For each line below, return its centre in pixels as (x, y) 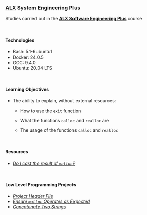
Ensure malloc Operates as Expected (51, 201)
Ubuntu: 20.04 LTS (32, 68)
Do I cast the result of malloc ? (44, 163)
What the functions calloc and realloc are (65, 120)
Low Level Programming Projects (41, 184)
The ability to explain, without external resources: (64, 100)
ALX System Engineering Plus (43, 8)
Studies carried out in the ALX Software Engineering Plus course (74, 19)
